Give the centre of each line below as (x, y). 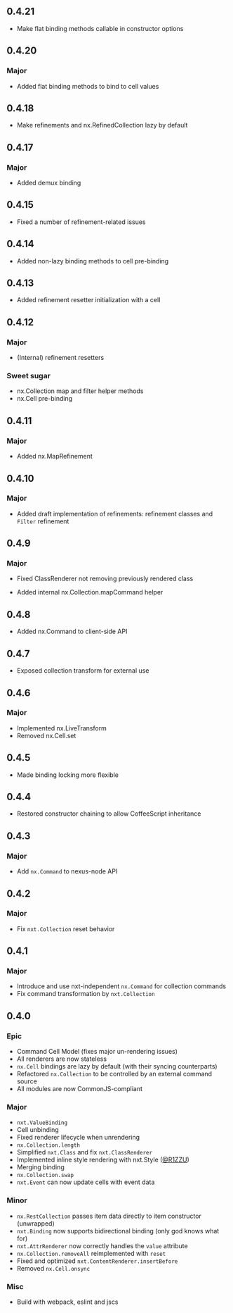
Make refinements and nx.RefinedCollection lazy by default (102, 125)
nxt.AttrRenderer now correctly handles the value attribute (102, 1245)
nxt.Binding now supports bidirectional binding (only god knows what (118, 1231)
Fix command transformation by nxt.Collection (86, 994)
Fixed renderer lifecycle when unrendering (78, 1138)
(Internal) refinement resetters (60, 358)
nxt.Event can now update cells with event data (86, 1182)
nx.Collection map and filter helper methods (80, 391)
